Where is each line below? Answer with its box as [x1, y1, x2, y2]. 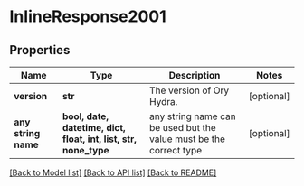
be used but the [148, 122, 217, 134]
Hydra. [148, 96, 178, 107]
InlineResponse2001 [9, 6, 167, 27]
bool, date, [62, 110, 109, 123]
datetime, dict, [62, 122, 127, 134]
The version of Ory [148, 84, 229, 97]
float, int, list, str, [62, 133, 138, 145]
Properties [9, 42, 71, 58]
